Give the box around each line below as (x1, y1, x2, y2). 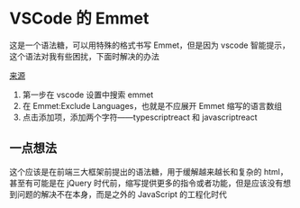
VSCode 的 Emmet (9, 8, 150, 29)
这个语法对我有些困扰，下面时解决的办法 (9, 50, 159, 61)
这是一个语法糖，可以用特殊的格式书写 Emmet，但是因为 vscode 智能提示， (9, 40, 290, 50)
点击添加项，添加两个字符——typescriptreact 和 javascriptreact (22, 112, 259, 122)
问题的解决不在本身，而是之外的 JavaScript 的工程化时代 (16, 188, 228, 199)
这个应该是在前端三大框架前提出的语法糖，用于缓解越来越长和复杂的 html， (9, 166, 288, 176)
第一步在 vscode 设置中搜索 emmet (22, 89, 154, 100)
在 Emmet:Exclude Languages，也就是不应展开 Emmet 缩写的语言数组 (22, 100, 283, 111)
